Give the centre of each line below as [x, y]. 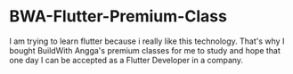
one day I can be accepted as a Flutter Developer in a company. [126, 60]
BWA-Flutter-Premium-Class [118, 16]
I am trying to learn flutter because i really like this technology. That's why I [147, 41]
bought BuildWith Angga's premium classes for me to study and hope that [145, 50]
